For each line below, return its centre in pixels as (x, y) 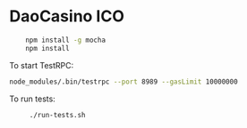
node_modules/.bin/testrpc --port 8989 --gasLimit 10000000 (124, 82)
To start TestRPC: (42, 65)
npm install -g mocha (65, 40)
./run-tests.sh (58, 115)
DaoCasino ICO (67, 16)
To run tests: (32, 99)
